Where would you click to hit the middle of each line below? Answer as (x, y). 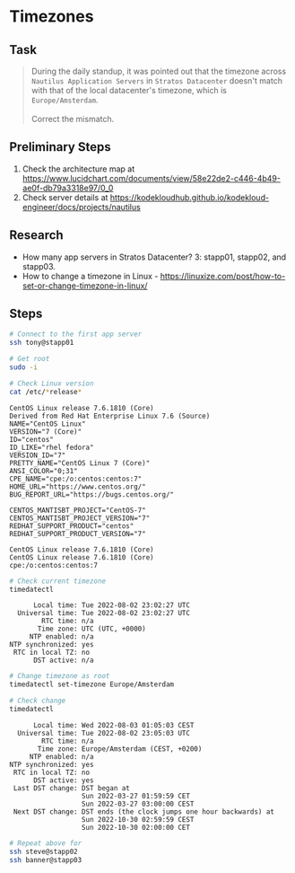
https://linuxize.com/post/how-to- (223, 276)
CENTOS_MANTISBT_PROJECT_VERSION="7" (80, 518)
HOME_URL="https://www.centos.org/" (78, 487)
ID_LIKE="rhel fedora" (52, 447)
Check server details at (65, 197)
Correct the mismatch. (73, 119)
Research (37, 235)
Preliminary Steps (60, 147)
